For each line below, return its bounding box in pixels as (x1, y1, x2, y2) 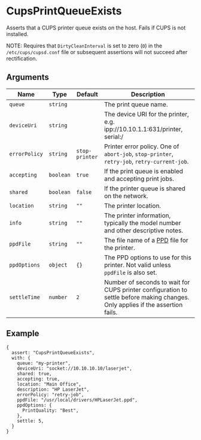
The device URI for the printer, (103, 110, 190, 118)
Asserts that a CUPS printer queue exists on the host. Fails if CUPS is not (6, 24, 186, 31)
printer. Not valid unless (103, 261, 172, 269)
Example (6, 328, 39, 339)
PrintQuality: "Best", (22, 407, 79, 414)
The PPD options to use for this (103, 253, 191, 262)
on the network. (103, 191, 148, 200)
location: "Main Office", (17, 381, 82, 387)
